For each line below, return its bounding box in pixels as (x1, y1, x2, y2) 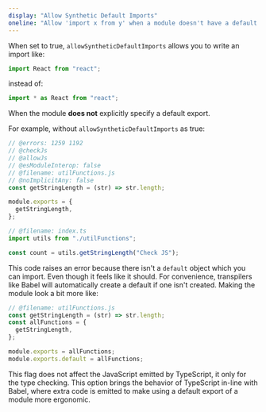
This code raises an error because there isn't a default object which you (8, 263, 246, 272)
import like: (8, 49, 45, 59)
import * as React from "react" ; (8, 94, 119, 102)
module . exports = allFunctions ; (8, 348, 115, 356)
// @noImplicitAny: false (8, 176, 94, 184)
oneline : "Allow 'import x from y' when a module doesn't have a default (8, 19, 258, 27)
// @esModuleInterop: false (8, 161, 102, 169)
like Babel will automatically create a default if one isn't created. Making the (8, 279, 256, 290)
